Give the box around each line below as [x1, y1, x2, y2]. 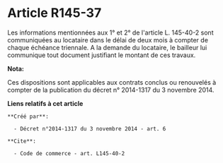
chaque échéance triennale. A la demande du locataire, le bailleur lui [7, 43, 207, 52]
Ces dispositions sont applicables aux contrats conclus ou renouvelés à [7, 78, 217, 86]
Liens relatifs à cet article [7, 99, 84, 107]
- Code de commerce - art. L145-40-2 [13, 150, 125, 157]
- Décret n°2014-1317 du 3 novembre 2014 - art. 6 [13, 125, 166, 132]
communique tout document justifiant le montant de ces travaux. [7, 51, 196, 59]
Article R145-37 [7, 5, 102, 21]
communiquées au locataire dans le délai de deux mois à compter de [7, 35, 209, 44]
